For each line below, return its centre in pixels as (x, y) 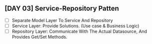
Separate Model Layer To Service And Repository (62, 20)
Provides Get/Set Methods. (39, 37)
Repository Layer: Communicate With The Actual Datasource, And (79, 31)
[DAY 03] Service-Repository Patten (62, 9)
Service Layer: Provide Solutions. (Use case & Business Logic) (76, 26)
